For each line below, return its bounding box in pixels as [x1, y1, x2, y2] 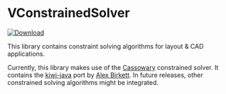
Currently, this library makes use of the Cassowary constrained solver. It [7, 63, 219, 71]
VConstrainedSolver [7, 5, 130, 21]
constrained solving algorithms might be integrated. [7, 78, 158, 86]
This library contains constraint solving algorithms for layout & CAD [7, 42, 204, 50]
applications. [7, 49, 45, 58]
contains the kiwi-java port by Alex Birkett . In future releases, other [7, 71, 204, 79]
